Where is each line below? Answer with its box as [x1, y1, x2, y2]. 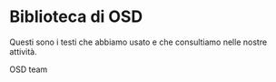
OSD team [9, 64, 48, 75]
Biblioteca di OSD [9, 6, 143, 27]
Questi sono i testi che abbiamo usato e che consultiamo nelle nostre [9, 36, 268, 47]
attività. [9, 46, 38, 56]
